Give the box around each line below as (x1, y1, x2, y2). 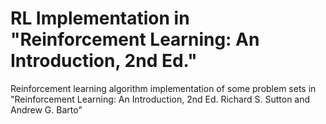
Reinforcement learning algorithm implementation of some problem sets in (10, 82, 317, 94)
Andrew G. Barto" (10, 103, 83, 116)
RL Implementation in (10, 7, 190, 30)
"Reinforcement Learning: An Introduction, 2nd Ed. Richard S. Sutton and (10, 93, 311, 105)
